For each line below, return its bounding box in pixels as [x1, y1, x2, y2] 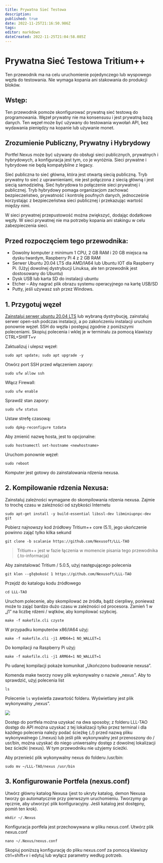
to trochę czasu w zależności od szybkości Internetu [5, 502, 111, 508]
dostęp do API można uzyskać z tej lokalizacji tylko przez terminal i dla [5, 724, 147, 730]
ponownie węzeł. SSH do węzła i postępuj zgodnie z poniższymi [5, 324, 134, 330]
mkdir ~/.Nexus [5, 815, 36, 820]
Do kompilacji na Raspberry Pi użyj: [5, 645, 76, 650]
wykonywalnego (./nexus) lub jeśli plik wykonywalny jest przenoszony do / [5, 734, 155, 740]
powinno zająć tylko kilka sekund [5, 529, 72, 535]
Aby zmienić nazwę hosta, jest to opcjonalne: [5, 433, 96, 440]
